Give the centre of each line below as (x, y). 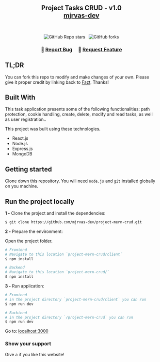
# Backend (15, 267)
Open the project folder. (29, 241)
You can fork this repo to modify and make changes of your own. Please (77, 77)
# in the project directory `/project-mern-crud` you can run (69, 317)
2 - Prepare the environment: (34, 231)
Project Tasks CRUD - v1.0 (81, 8)
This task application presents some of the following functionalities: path (78, 109)
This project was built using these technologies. (53, 129)
